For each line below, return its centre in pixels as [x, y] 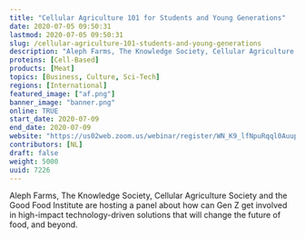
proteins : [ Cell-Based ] [54, 60]
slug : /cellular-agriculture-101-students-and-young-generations [135, 43]
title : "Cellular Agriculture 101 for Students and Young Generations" [148, 18]
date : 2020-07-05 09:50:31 [60, 26]
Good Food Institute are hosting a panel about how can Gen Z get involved [148, 205]
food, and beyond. [44, 224]
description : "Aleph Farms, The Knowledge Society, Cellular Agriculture [152, 52]
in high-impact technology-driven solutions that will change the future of [145, 215]
